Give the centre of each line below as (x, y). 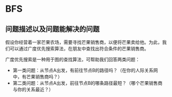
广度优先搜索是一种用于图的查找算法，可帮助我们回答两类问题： (72, 59)
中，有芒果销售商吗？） (37, 77)
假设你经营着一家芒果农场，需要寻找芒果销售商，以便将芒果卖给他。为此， (84, 42)
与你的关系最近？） (33, 89)
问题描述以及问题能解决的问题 (52, 29)
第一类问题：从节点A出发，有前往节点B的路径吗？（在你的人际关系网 (85, 70)
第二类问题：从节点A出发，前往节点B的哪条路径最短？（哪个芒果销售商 (88, 83)
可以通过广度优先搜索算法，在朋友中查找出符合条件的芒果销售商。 (79, 48)
